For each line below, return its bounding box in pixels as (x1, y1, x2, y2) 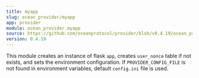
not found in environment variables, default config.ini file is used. (6, 65, 169, 71)
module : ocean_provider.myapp (6, 25, 81, 31)
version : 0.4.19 (6, 36, 46, 42)
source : (6, 31, 25, 37)
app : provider (6, 19, 41, 25)
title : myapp (6, 8, 38, 15)
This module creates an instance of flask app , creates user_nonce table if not (6, 53, 191, 59)
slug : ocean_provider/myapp (6, 14, 76, 20)
